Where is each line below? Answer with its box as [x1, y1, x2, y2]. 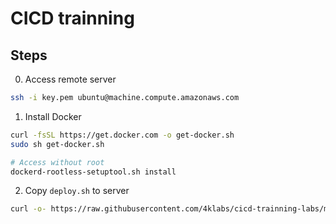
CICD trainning [10, 7, 135, 30]
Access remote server [24, 73, 117, 85]
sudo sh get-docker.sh [10, 139, 105, 149]
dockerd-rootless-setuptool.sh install [10, 167, 177, 177]
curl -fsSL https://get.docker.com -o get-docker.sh [10, 130, 235, 140]
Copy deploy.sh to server [24, 185, 130, 197]
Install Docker [24, 110, 82, 122]
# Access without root [10, 157, 105, 167]
